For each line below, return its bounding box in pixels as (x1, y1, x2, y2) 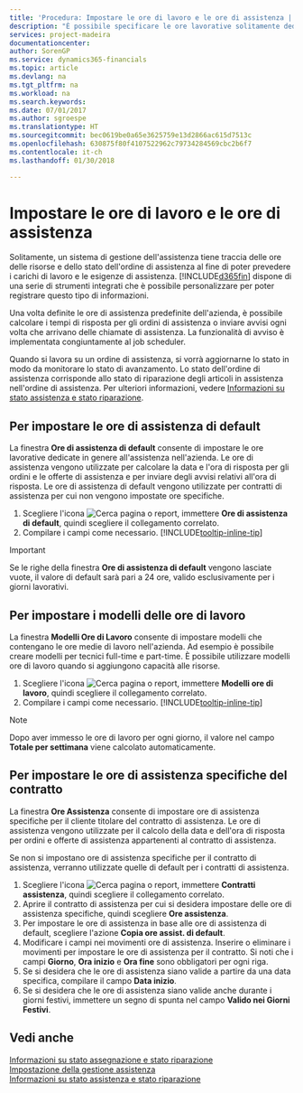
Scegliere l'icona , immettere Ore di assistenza (22, 508, 289, 519)
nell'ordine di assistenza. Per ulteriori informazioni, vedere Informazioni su (9, 383, 286, 394)
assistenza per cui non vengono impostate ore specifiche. (9, 490, 225, 501)
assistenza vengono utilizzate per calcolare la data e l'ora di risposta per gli (9, 462, 289, 472)
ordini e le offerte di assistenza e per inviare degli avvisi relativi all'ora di (9, 472, 277, 482)
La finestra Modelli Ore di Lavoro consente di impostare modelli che (9, 631, 262, 642)
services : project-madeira (9, 30, 111, 39)
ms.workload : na (9, 89, 70, 98)
